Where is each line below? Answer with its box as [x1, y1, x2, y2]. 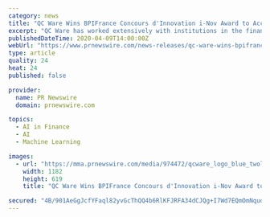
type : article [8, 49, 56, 57]
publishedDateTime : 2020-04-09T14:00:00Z [8, 34, 149, 43]
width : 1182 [22, 167, 63, 175]
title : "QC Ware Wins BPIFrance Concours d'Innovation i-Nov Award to [8, 19, 250, 27]
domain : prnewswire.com [15, 101, 95, 109]
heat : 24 [8, 64, 38, 72]
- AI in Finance [15, 123, 70, 131]
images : [8, 152, 35, 161]
